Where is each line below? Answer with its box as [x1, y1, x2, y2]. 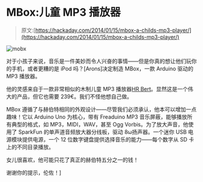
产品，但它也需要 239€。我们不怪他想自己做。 [16, 93, 133, 100]
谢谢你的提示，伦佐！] [6, 169, 62, 176]
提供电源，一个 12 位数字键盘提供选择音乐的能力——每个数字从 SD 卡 [22, 136, 195, 143]
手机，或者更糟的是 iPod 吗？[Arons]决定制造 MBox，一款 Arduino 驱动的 [11, 64, 194, 72]
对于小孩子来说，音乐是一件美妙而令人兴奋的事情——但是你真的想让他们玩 [6, 57, 192, 64]
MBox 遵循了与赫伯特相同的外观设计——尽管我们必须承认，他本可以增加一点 [6, 105, 197, 113]
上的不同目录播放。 [6, 143, 54, 151]
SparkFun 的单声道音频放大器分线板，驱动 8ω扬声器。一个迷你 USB [18, 128, 187, 136]
